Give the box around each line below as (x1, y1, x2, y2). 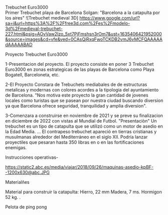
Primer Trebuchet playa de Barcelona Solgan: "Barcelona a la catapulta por (5, 10, 160, 16)
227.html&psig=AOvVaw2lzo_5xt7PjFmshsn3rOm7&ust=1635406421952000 (5, 31, 162, 37)
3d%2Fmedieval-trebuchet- (5, 26, 63, 32)
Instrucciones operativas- (5, 154, 59, 160)
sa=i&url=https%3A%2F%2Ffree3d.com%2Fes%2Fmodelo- (5, 20, 130, 26)
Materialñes (5, 179, 30, 185)
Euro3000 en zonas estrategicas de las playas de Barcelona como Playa (5, 66, 154, 72)
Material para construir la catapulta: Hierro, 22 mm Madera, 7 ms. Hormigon (5, 189, 162, 195)
